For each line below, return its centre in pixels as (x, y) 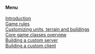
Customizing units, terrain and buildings (47, 29)
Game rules (17, 24)
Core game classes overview (36, 35)
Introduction (18, 18)
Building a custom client (31, 46)
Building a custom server (32, 40)
